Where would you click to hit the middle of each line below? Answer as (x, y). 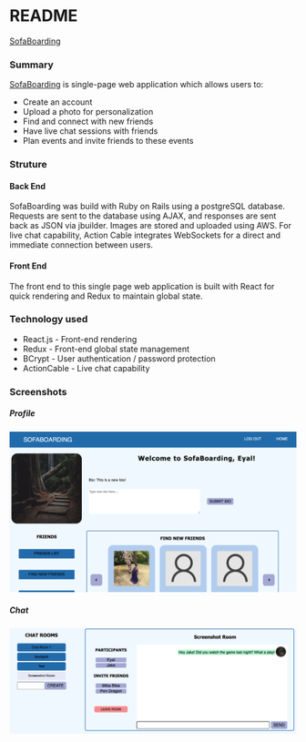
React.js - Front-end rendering (80, 339)
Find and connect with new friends (88, 122)
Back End (28, 186)
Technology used (49, 320)
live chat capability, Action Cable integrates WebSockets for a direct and (145, 235)
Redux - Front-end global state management (106, 349)
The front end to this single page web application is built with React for (142, 286)
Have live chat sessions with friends (90, 131)
